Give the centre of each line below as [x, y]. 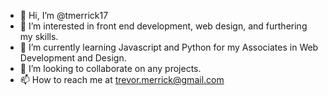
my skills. [39, 36]
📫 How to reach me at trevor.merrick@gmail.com [122, 79]
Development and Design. [73, 58]
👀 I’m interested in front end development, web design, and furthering [163, 26]
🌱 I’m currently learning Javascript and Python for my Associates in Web [169, 47]
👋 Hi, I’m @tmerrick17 [64, 15]
